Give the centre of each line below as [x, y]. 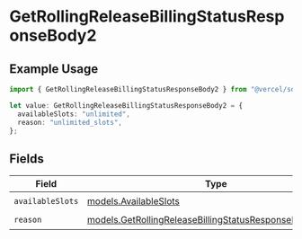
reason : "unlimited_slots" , [70, 122]
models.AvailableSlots [133, 201]
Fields [27, 159]
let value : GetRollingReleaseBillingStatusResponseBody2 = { [126, 105]
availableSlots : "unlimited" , [74, 114]
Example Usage [54, 69]
